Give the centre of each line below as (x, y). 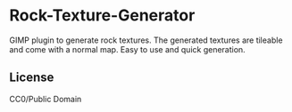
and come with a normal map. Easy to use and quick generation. (127, 49)
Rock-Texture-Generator (102, 16)
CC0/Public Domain (46, 99)
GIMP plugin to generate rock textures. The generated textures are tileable (146, 40)
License (32, 78)
